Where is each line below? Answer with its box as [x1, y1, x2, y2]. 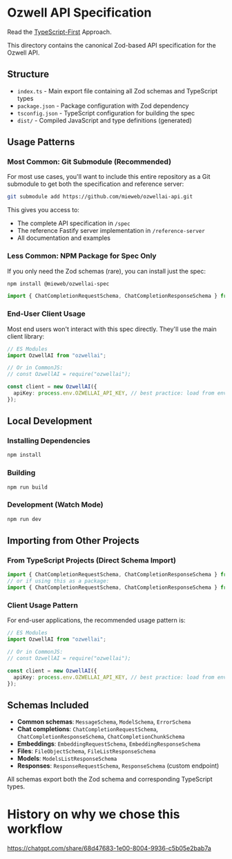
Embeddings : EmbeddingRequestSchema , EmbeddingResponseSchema [17, 739, 201, 748]
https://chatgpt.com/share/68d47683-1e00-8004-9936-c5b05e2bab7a [7, 844, 212, 853]
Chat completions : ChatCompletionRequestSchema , [17, 725, 159, 733]
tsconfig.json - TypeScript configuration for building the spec [17, 108, 195, 117]
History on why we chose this [7, 806, 180, 822]
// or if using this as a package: [7, 578, 110, 585]
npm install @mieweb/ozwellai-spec [7, 280, 110, 287]
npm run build [7, 484, 48, 491]
